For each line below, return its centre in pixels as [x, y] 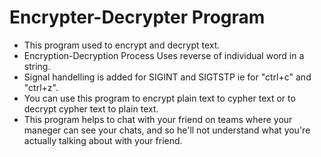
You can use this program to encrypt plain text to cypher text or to [159, 98]
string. [37, 66]
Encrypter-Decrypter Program [137, 17]
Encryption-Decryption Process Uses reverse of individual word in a [164, 55]
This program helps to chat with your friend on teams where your [158, 119]
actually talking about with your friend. [103, 140]
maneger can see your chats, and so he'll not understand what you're [167, 130]
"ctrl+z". [41, 87]
